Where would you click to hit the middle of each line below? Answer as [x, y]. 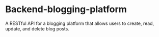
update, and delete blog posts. [37, 28]
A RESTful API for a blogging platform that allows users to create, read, [80, 23]
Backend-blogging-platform [66, 9]
